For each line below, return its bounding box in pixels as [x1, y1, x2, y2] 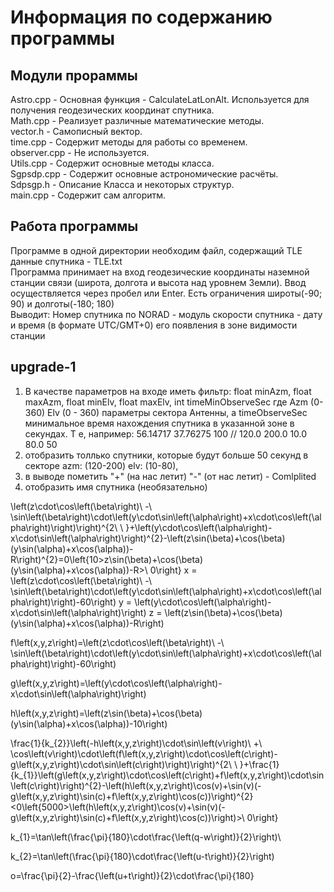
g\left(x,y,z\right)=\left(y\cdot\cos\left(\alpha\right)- [10, 677, 223, 689]
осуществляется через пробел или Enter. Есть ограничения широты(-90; [10, 287, 323, 299]
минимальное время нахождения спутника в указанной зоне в [24, 417, 295, 429]
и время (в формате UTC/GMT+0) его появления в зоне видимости [10, 319, 298, 331]
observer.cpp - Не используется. [10, 147, 150, 158]
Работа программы [10, 218, 139, 235]
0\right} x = [149, 564, 198, 576]
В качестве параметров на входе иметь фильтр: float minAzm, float [24, 385, 312, 397]
